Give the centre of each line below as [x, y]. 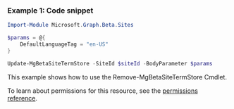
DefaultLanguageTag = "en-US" [64, 44]
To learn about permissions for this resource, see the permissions [103, 91]
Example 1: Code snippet [50, 11]
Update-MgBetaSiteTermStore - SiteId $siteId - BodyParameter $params [110, 63]
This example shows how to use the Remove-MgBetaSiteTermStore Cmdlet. [117, 77]
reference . [22, 98]
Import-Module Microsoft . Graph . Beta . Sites [70, 25]
